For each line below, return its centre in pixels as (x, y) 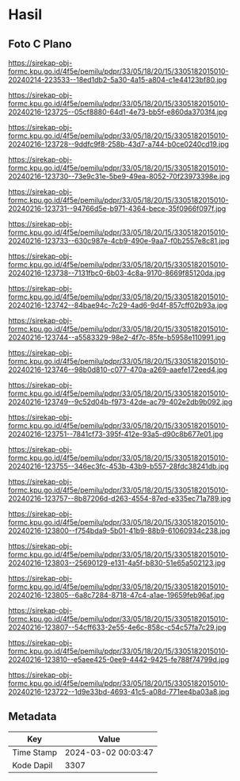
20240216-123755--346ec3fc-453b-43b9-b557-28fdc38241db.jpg (119, 466)
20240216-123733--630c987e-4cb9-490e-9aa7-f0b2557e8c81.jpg (119, 241)
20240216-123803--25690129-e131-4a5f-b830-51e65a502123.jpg (117, 563)
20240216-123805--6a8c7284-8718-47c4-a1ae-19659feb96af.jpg (116, 595)
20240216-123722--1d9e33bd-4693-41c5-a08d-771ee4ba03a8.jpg (119, 692)
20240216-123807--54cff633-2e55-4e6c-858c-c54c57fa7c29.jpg (118, 627)
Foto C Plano (40, 44)
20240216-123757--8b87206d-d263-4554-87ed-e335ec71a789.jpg (120, 498)
